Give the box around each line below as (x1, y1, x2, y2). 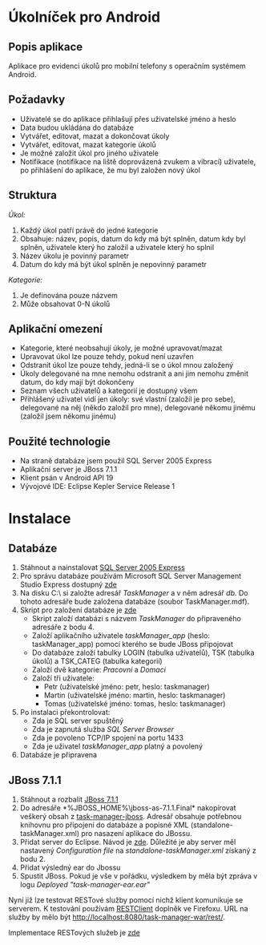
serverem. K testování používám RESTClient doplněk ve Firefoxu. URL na (8, 904, 248, 914)
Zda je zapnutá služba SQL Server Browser (31, 725, 175, 734)
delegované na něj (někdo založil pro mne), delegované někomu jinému (19, 403, 256, 413)
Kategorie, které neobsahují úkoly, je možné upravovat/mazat (19, 343, 223, 353)
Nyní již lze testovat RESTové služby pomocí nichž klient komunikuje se (8, 895, 244, 905)
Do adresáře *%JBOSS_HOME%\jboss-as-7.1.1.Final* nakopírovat (19, 803, 236, 813)
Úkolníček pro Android (8, 8, 161, 26)
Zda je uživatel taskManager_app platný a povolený (31, 741, 203, 751)
